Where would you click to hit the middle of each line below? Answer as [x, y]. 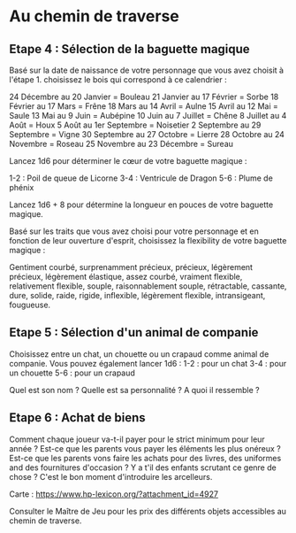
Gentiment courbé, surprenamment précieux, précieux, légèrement [131, 267]
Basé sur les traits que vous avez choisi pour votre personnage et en [134, 231]
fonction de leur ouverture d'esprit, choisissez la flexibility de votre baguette [148, 240]
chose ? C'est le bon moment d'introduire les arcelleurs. [111, 476]
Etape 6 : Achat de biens [77, 418]
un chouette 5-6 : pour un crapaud [72, 373]
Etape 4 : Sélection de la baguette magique [129, 49]
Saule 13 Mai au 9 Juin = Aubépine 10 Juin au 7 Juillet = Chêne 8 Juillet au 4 [148, 116]
